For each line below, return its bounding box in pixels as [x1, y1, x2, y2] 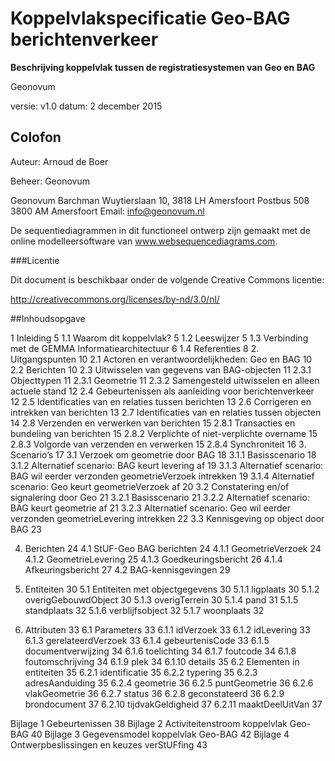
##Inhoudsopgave [10, 312, 86, 324]
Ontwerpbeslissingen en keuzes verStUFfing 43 [10, 738, 208, 751]
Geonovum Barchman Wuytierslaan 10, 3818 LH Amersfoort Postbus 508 [10, 194, 310, 206]
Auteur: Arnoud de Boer [10, 155, 109, 167]
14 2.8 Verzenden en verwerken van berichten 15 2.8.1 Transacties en [10, 417, 296, 429]
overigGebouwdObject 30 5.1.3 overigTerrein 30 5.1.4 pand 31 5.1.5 [24, 593, 299, 606]
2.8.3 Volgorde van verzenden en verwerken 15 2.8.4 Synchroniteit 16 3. [10, 438, 307, 450]
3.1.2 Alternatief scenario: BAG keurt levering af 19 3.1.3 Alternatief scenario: [10, 459, 324, 471]
